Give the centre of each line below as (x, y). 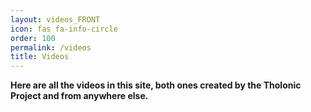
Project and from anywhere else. (79, 96)
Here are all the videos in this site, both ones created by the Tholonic (156, 85)
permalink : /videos (51, 47)
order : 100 (33, 38)
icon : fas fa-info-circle (64, 29)
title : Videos (40, 57)
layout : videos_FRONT (55, 19)
